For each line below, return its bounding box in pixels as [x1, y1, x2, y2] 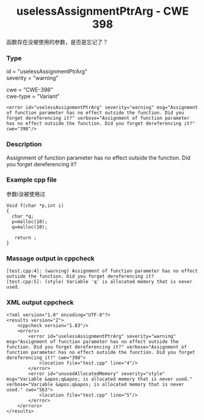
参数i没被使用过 [6, 190, 46, 197]
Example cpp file [6, 175, 57, 184]
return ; [14, 234, 37, 241]
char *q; [12, 213, 34, 219]
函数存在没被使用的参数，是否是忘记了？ [6, 38, 108, 45]
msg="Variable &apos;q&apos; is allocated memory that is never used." [6, 376, 192, 383]
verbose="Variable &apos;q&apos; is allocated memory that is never [6, 381, 184, 388]
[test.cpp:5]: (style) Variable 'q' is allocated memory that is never [6, 279, 192, 285]
